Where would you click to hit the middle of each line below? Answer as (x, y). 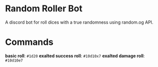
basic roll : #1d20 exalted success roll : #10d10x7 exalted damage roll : (75, 56)
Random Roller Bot (44, 9)
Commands (29, 42)
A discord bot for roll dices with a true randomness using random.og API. (79, 22)
